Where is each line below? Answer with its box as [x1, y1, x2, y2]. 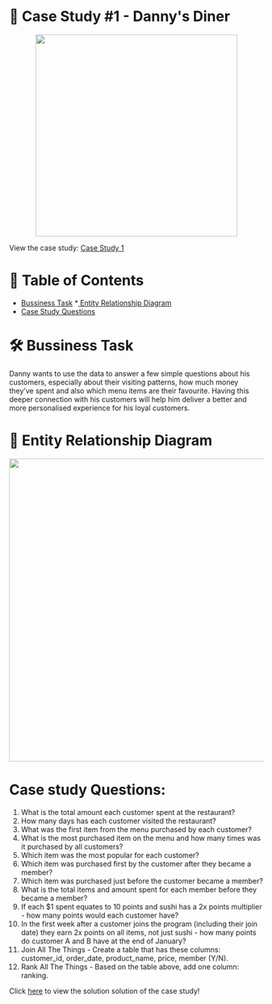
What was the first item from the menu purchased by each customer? [20, 824, 253, 834]
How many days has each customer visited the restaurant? [20, 816, 216, 825]
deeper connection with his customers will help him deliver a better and [9, 394, 247, 404]
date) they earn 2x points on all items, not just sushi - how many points [20, 927, 257, 937]
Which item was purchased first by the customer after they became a [20, 859, 252, 868]
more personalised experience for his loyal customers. [9, 403, 190, 413]
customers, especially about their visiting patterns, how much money [9, 377, 239, 387]
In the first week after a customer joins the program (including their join [20, 918, 257, 928]
